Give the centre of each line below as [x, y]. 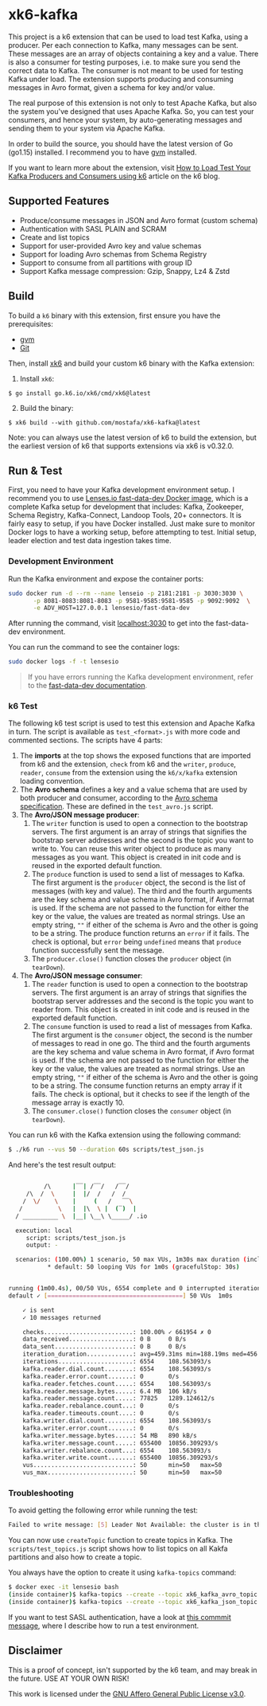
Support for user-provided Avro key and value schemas [110, 245]
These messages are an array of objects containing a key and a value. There [133, 53]
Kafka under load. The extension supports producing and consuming [121, 79]
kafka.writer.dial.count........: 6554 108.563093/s [117, 1421]
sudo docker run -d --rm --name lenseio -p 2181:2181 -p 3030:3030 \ [126, 593]
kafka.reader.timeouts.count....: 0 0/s [101, 1414]
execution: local [44, 1231]
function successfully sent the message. [98, 950]
